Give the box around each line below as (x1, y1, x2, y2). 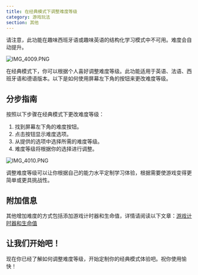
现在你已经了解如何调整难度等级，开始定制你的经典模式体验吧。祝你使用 (6, 255, 181, 262)
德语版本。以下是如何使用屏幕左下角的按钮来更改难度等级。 (26, 75, 171, 82)
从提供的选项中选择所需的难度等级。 (14, 138, 103, 145)
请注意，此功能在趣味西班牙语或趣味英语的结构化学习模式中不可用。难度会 (6, 37, 187, 44)
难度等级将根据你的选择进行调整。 (14, 145, 98, 153)
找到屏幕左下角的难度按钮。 (14, 123, 82, 130)
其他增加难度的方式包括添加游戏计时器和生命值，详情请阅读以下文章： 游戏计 (6, 213, 192, 219)
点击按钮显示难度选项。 (14, 131, 72, 138)
